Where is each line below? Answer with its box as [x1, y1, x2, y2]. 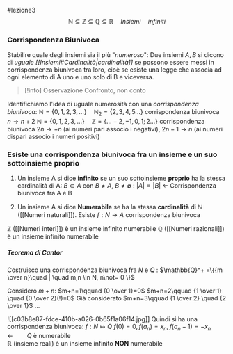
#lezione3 [7, 6, 36, 14]
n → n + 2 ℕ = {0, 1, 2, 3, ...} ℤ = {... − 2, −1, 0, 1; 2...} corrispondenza [7, 118, 205, 126]
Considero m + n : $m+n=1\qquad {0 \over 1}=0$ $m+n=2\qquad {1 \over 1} [7, 287, 223, 295]
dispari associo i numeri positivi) [7, 132, 100, 141]
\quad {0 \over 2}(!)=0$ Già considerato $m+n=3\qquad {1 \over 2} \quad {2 [7, 294, 227, 303]
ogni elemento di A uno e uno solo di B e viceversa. [7, 73, 154, 81]
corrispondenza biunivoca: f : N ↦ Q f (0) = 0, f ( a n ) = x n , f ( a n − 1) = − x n [7, 323, 211, 332]
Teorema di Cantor [7, 248, 63, 257]
